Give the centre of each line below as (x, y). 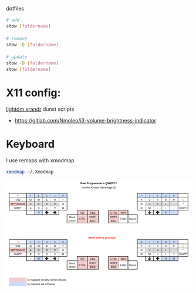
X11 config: (33, 93)
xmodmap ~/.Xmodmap (30, 172)
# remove (17, 38)
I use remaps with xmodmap (40, 160)
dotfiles (15, 8)
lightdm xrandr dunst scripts (40, 109)
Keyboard (30, 144)
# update (17, 57)
